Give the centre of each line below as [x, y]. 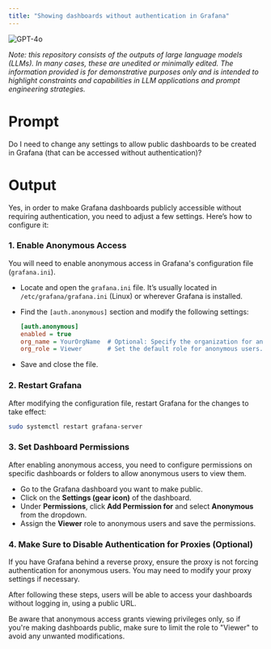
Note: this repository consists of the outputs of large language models [125, 54]
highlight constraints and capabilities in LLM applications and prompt [124, 80]
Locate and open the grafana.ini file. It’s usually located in [118, 287]
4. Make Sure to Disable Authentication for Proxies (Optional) [131, 544]
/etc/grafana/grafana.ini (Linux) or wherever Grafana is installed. [131, 296]
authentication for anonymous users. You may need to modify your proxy [130, 571]
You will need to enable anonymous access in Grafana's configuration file [131, 263]
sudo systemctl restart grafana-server [76, 426]
